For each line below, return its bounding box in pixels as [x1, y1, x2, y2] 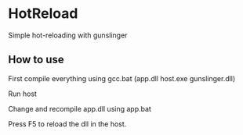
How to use [8, 53, 64, 66]
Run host [8, 89, 38, 98]
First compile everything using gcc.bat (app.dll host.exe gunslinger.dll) [8, 73, 236, 83]
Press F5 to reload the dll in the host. [8, 119, 127, 129]
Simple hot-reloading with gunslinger [8, 30, 128, 40]
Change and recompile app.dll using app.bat [8, 104, 151, 113]
